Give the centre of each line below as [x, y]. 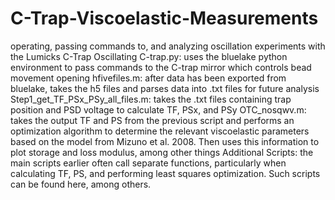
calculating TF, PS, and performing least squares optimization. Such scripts [165, 173]
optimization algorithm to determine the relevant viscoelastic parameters [160, 131]
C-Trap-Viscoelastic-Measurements [164, 18]
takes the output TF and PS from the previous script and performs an [152, 120]
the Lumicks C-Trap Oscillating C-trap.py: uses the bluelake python [149, 56]
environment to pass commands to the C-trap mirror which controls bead [161, 67]
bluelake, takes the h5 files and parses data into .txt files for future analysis [165, 88]
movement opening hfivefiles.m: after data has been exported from [148, 78]
